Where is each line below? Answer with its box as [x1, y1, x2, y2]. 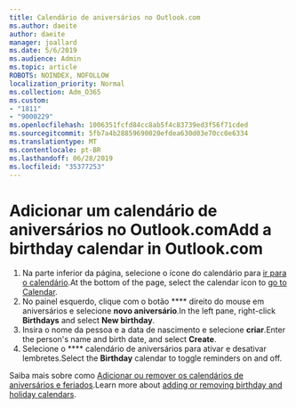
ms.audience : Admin [9, 54, 82, 63]
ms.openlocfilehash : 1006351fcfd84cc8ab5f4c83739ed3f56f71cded [9, 121, 249, 130]
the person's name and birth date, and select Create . [21, 334, 217, 345]
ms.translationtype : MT [9, 137, 98, 146]
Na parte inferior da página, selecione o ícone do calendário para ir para [21, 268, 287, 279]
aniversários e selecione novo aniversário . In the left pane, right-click [21, 306, 276, 316]
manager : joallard [9, 37, 77, 47]
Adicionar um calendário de [9, 200, 218, 221]
